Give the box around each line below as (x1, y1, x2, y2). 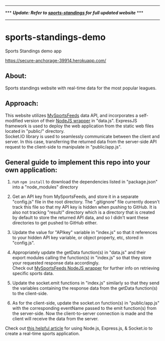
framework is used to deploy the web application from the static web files (5, 123, 154, 129)
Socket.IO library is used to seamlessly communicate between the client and (5, 133, 160, 139)
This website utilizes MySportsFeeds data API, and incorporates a (5, 112, 138, 118)
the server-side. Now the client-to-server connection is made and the (12, 310, 153, 316)
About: (5, 72, 27, 80)
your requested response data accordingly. (12, 260, 100, 266)
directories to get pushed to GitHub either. (12, 220, 98, 226)
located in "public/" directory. (5, 128, 65, 134)
